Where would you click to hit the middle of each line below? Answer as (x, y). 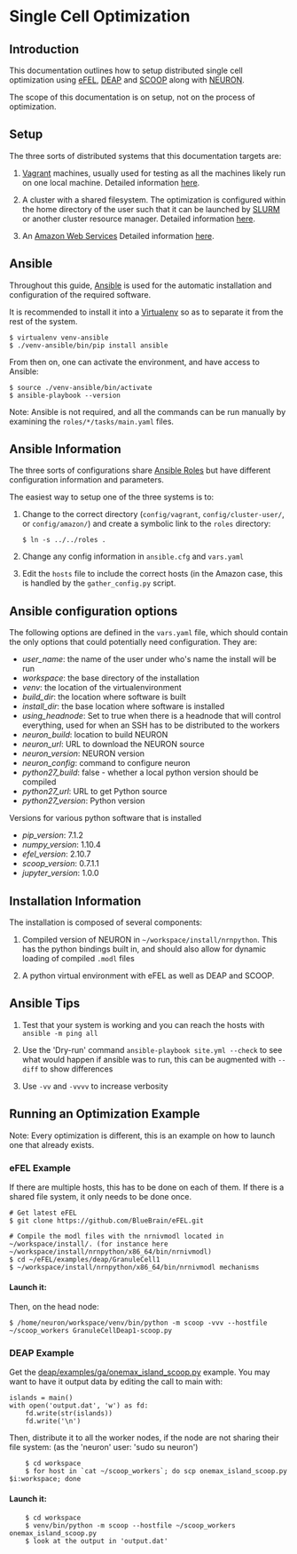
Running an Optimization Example (105, 1114)
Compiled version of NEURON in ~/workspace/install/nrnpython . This (149, 940)
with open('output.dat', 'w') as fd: (79, 1406)
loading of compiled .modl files (78, 959)
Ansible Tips (45, 1004)
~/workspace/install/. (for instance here (89, 1244)
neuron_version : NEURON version (83, 753)
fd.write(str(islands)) (69, 1414)
